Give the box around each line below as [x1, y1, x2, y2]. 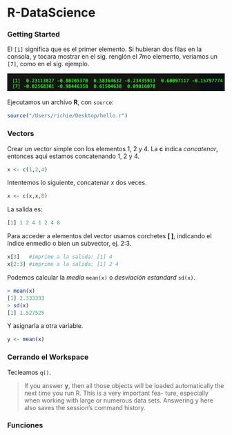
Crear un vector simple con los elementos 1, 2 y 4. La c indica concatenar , [7, 144, 219, 153]
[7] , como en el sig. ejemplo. [7, 60, 90, 68]
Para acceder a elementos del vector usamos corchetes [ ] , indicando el [7, 232, 212, 240]
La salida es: [7, 205, 43, 213]
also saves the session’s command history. [23, 403, 146, 412]
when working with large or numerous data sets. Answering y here [23, 396, 214, 405]
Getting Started [7, 30, 60, 39]
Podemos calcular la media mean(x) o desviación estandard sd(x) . [7, 273, 195, 281]
